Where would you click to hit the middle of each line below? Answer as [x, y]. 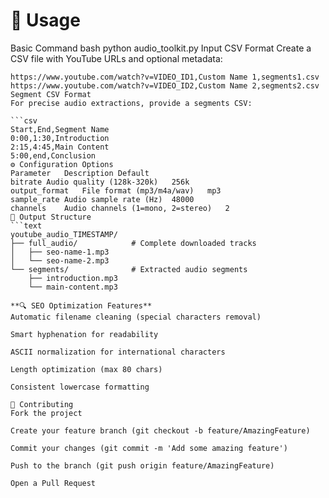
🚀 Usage [45, 20]
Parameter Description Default [80, 173]
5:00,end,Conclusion [53, 155]
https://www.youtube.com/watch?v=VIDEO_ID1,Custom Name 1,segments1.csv [165, 77]
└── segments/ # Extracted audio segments [129, 269]
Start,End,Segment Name [60, 129]
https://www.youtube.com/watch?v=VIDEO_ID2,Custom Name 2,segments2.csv [165, 85]
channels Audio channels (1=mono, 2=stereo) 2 [120, 208]
